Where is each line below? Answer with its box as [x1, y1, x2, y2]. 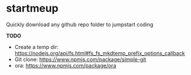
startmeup [6, 2, 59, 15]
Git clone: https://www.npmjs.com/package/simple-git [14, 56, 146, 63]
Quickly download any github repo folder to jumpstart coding [6, 21, 154, 28]
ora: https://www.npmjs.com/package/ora [14, 62, 116, 69]
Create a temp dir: [14, 43, 59, 51]
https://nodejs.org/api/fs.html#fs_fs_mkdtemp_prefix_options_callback [14, 49, 185, 56]
